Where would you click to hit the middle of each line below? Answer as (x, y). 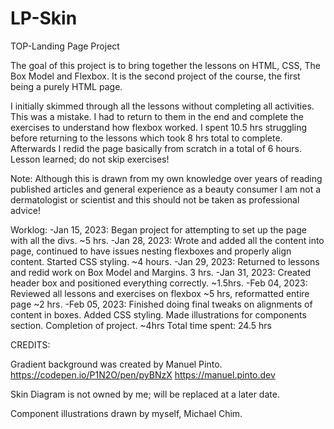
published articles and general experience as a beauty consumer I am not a (166, 189)
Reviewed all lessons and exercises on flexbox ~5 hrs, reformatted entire (160, 293)
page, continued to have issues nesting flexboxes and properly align (151, 251)
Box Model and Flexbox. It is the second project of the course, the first (155, 76)
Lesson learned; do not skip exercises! (90, 159)
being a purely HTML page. (66, 86)
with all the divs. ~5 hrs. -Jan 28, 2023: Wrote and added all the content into (167, 240)
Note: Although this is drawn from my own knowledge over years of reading (166, 178)
